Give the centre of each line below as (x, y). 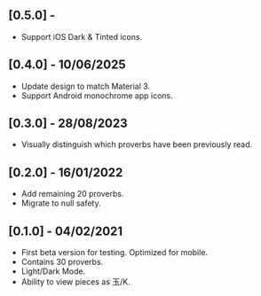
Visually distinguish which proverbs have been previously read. (137, 144)
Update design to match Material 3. (86, 86)
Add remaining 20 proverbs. (72, 194)
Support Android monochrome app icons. (97, 95)
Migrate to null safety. (61, 203)
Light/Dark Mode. (53, 271)
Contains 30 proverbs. (62, 262)
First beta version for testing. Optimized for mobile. (115, 253)
